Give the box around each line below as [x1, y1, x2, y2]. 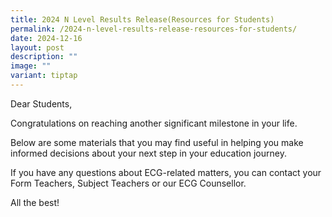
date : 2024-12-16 [10, 33, 83, 43]
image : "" [10, 61, 52, 71]
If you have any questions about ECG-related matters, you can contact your [10, 166, 322, 178]
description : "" [10, 52, 78, 62]
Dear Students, [10, 97, 73, 110]
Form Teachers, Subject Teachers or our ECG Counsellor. [10, 177, 247, 189]
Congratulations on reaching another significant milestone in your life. [10, 117, 298, 129]
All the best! [10, 196, 60, 208]
